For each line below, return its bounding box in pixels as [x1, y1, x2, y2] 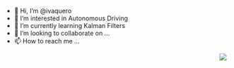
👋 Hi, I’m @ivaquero [13, 7, 72, 15]
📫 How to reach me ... [13, 37, 80, 45]
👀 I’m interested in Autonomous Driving [13, 14, 129, 22]
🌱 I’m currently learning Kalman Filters [13, 22, 126, 29]
